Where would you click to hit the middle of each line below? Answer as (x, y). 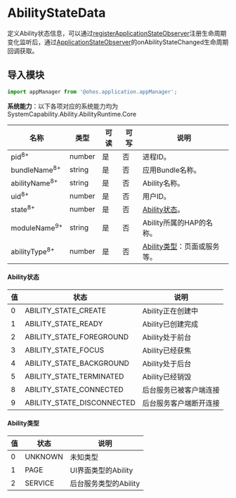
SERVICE (40, 483)
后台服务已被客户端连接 (181, 390)
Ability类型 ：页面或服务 (181, 246)
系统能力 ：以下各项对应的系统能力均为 (63, 106)
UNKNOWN (44, 457)
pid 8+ (20, 156)
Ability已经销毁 (167, 376)
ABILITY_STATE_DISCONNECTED (80, 402)
